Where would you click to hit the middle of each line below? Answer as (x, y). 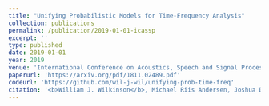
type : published (35, 45)
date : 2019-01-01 (37, 53)
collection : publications (51, 23)
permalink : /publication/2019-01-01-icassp (82, 30)
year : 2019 (26, 61)
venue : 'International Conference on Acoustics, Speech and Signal (123, 68)
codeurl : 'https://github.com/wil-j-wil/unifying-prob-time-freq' (121, 82)
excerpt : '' (28, 38)
